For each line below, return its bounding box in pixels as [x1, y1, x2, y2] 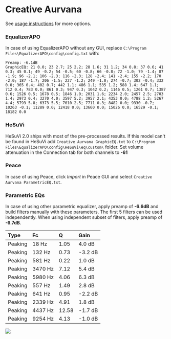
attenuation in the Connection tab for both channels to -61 [5, 149, 128, 155]
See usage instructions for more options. [5, 20, 91, 27]
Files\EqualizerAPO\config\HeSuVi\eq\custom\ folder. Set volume [5, 144, 144, 150]
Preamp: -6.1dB [5, 60, 38, 65]
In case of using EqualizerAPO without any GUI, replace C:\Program [5, 45, 147, 51]
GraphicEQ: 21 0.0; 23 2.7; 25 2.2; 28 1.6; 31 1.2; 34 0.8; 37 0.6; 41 [5, 65, 164, 70]
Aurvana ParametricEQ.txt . [5, 179, 62, 185]
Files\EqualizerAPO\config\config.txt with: [5, 50, 100, 57]
